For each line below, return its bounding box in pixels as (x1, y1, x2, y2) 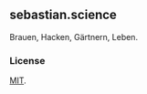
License (9, 54, 46, 67)
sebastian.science (9, 7, 117, 23)
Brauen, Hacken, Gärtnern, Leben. (9, 31, 139, 42)
